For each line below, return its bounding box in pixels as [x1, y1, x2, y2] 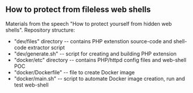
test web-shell [13, 81, 49, 88]
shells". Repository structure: [5, 26, 75, 33]
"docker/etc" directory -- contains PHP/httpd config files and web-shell [13, 56, 187, 63]
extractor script [27, 44, 65, 51]
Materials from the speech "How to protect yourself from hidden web [5, 20, 172, 27]
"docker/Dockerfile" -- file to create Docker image [13, 68, 135, 75]
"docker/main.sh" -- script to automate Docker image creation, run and [13, 75, 185, 82]
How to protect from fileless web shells [5, 5, 151, 15]
